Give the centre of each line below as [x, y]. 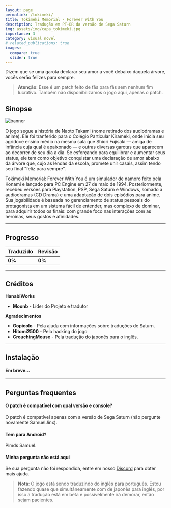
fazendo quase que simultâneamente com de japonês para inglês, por [91, 489]
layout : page [19, 10]
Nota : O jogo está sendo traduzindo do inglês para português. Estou [89, 484]
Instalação [22, 358]
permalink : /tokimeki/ [29, 15]
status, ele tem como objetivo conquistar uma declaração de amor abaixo [82, 158]
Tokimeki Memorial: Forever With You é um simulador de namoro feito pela [83, 179]
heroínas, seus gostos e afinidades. [42, 217]
